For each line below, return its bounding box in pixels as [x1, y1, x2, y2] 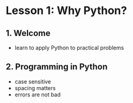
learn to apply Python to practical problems [14, 44, 124, 51]
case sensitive [14, 77, 51, 85]
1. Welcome [6, 28, 51, 38]
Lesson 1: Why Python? [6, 4, 127, 18]
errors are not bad [14, 91, 61, 98]
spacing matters [14, 84, 56, 91]
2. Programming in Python [6, 62, 108, 72]
